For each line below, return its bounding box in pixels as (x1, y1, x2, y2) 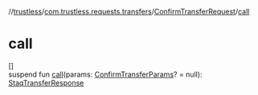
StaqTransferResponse (8, 77, 84, 87)
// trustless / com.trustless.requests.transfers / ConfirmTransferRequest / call (8, 7, 250, 16)
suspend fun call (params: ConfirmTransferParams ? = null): (8, 69, 203, 79)
